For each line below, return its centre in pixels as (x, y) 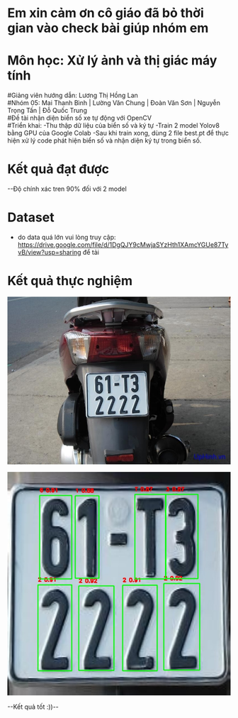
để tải (91, 252)
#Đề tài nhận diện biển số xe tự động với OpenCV (80, 118)
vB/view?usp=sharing (49, 252)
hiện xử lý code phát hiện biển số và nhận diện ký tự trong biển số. (104, 140)
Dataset (31, 217)
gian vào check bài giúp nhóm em (108, 28)
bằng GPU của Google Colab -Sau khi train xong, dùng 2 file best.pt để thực (118, 133)
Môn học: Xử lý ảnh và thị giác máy (112, 61)
